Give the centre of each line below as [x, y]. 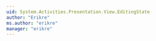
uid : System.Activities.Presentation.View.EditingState [78, 12]
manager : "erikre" [29, 29]
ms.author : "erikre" [32, 23]
